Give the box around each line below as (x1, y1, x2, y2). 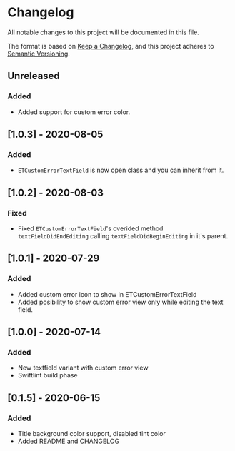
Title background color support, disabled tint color (17, 430, 166, 438)
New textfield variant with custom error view (17, 363, 149, 372)
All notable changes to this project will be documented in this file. (7, 28, 200, 36)
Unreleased (7, 70, 61, 82)
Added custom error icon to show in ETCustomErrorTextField (17, 290, 197, 298)
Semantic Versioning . (7, 49, 70, 58)
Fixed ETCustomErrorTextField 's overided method (17, 224, 164, 233)
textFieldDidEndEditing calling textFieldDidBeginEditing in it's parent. (17, 232, 229, 240)
